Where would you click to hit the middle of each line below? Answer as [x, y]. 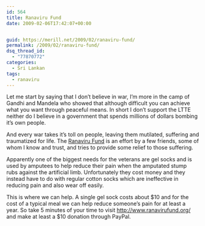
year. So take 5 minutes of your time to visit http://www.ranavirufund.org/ [99, 210]
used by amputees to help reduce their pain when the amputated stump [97, 166]
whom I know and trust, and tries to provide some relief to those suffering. [100, 148]
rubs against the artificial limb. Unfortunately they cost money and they [96, 172]
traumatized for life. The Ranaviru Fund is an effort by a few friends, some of [102, 141]
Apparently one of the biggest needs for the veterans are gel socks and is [99, 159]
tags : [13, 74]
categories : [21, 62]
